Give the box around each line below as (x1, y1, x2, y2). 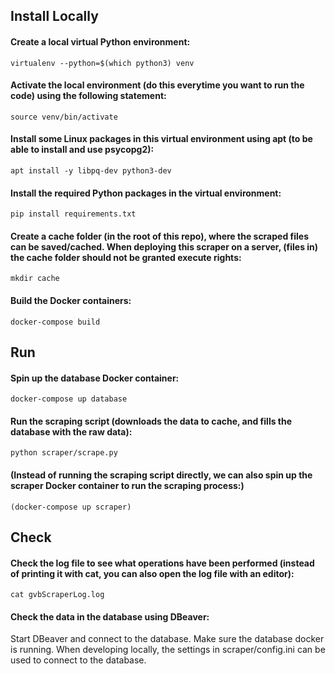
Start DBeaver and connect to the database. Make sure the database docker (10, 633, 325, 645)
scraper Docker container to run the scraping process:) (10, 480, 245, 491)
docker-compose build (10, 317, 101, 327)
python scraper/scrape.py (10, 448, 118, 458)
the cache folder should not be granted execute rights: (10, 251, 242, 263)
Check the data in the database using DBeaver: (10, 610, 210, 623)
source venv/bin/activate (10, 112, 118, 122)
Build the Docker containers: (10, 295, 132, 306)
